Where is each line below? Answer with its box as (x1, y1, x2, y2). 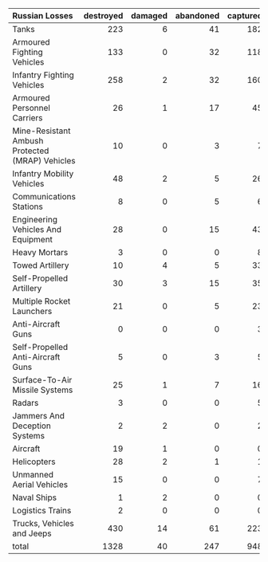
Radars (12, 398, 39, 408)
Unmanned (12, 470, 54, 480)
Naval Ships (12, 492, 57, 503)
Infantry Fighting (12, 69, 74, 81)
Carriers (12, 112, 43, 123)
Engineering (12, 214, 58, 225)
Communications (12, 191, 76, 202)
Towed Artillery (12, 260, 69, 270)
